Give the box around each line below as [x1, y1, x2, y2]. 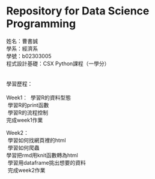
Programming [6, 17, 76, 31]
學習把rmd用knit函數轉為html [6, 151, 78, 159]
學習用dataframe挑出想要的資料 [7, 159, 86, 166]
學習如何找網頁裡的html [7, 136, 66, 144]
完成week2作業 [7, 166, 46, 174]
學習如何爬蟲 [7, 144, 40, 151]
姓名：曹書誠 [6, 37, 38, 44]
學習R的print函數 [7, 101, 49, 108]
